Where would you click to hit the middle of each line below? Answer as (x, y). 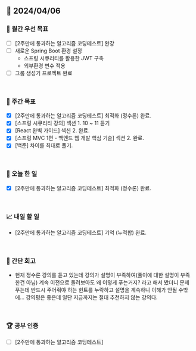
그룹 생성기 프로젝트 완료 (43, 73)
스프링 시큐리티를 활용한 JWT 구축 (64, 58)
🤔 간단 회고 (21, 261)
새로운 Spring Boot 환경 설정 (48, 51)
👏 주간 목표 (21, 101)
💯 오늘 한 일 (22, 174)
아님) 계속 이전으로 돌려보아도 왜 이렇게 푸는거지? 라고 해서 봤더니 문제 (108, 282)
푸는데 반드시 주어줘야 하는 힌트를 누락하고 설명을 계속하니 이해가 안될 (96, 290)
